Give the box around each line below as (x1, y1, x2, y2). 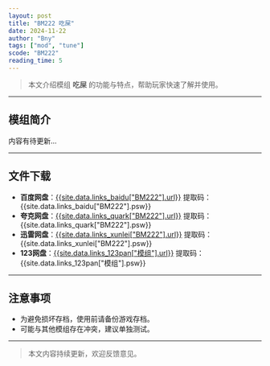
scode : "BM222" (8, 49, 59, 57)
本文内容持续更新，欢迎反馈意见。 (27, 349, 141, 359)
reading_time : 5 (8, 57, 63, 65)
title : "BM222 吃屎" (8, 19, 75, 27)
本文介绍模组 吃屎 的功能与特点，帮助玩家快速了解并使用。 (27, 80, 223, 89)
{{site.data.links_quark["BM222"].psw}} (19, 220, 152, 229)
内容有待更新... (8, 136, 58, 146)
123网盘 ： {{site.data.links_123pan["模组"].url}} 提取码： (19, 248, 205, 257)
